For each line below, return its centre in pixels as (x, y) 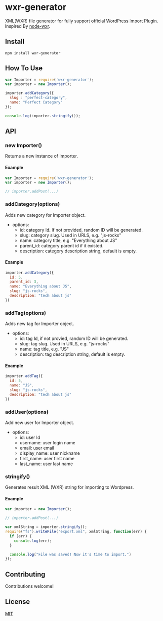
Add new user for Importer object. (40, 423)
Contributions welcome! (29, 586)
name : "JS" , (22, 385)
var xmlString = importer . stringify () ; (46, 527)
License (18, 602)
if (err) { (21, 536)
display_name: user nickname (50, 453)
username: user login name (47, 442)
